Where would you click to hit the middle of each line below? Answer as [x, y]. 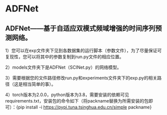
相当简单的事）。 [39, 84]
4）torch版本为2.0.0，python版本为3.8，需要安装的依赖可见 [67, 95]
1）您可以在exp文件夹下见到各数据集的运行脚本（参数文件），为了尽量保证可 [83, 51]
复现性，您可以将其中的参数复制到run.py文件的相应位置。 [65, 57]
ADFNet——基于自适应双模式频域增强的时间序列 [80, 28]
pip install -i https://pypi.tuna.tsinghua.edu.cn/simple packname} [85, 107]
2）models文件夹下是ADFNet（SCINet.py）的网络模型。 [63, 67]
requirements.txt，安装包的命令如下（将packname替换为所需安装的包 [77, 101]
